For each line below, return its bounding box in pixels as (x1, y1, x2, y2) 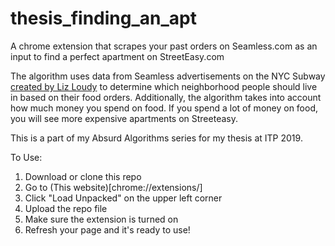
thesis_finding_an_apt (10, 7, 197, 30)
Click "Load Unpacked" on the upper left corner (24, 192, 223, 204)
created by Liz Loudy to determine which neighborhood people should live (10, 80, 318, 92)
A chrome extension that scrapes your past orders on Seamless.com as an (10, 40, 318, 52)
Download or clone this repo (24, 170, 142, 182)
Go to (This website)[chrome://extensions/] (24, 181, 203, 193)
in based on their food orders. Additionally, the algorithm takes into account (10, 91, 322, 103)
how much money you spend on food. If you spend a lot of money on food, (10, 102, 319, 114)
